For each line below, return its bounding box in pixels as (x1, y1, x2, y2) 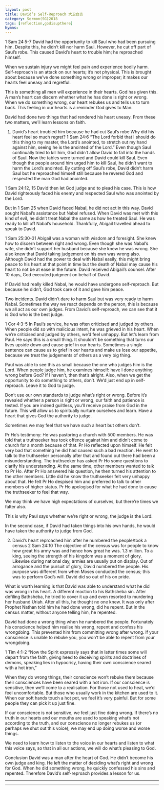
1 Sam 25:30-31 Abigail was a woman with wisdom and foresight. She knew (5, 236, 157, 241)
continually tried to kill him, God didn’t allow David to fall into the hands (12, 150, 155, 156)
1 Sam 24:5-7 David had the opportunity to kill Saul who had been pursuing (5, 39, 156, 45)
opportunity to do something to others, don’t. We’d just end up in (5, 378, 135, 383)
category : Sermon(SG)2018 (5, 16, 58, 21)
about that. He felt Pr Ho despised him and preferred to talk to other (5, 479, 142, 485)
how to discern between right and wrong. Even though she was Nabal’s (5, 240, 149, 246)
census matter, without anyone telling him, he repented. (5, 609, 117, 615)
